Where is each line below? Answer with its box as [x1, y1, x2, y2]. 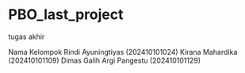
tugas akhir [8, 32, 45, 41]
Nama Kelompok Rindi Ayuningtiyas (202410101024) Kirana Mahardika [8, 47, 238, 56]
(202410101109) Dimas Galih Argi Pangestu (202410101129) [8, 56, 201, 65]
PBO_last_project [8, 6, 124, 24]
